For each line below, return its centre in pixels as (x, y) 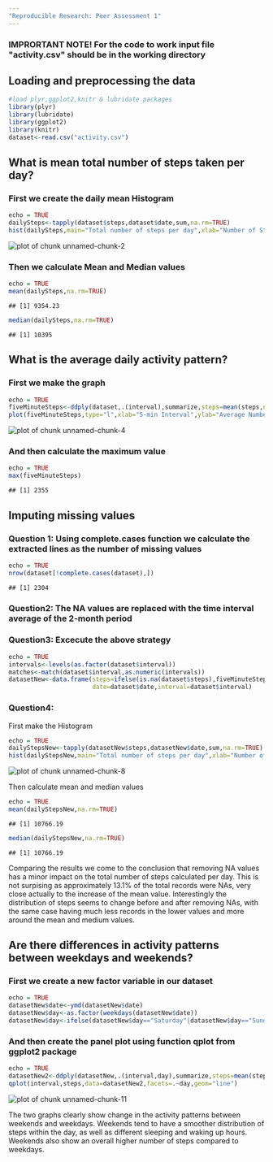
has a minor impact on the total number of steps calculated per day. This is (134, 876)
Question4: (31, 708)
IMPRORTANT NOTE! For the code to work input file (112, 44)
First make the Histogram (51, 726)
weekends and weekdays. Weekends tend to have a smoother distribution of (136, 1123)
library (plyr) (32, 107)
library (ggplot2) (38, 122)
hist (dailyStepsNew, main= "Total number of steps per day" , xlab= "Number (132, 756)
